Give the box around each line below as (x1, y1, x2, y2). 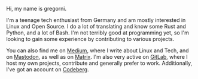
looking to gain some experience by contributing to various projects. (6, 36, 175, 42)
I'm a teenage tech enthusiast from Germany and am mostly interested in (6, 17, 186, 23)
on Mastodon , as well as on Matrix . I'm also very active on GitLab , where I (6, 53, 188, 60)
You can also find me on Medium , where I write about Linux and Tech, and (6, 47, 190, 54)
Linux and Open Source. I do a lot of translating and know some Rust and (6, 23, 187, 30)
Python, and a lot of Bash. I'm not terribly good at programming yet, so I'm (6, 29, 190, 36)
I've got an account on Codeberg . (6, 66, 89, 73)
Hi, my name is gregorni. (6, 5, 67, 12)
